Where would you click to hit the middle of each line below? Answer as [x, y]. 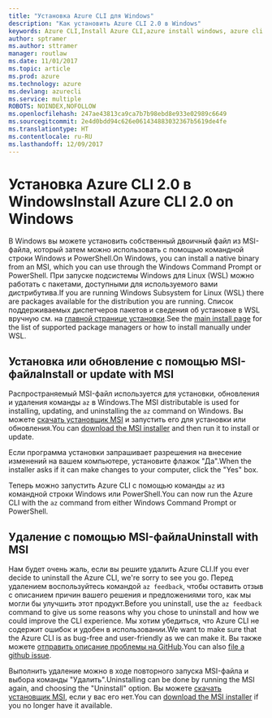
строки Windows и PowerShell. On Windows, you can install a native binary [134, 258]
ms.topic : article [39, 69]
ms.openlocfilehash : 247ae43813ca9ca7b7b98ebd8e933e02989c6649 [118, 114]
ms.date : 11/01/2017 [43, 62]
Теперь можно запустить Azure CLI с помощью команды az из [117, 486]
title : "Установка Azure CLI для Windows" [81, 16]
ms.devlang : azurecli [45, 91]
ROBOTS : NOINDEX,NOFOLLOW [52, 106]
